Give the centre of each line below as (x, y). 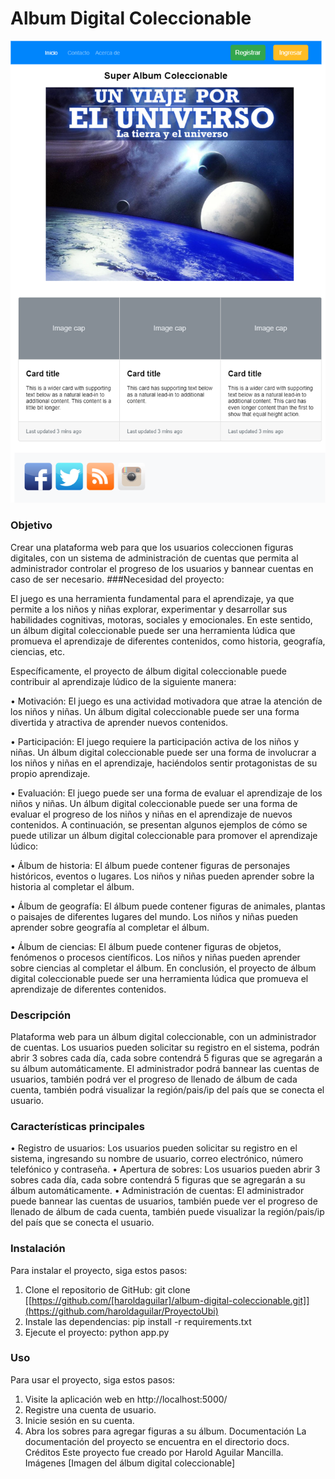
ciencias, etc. (38, 651)
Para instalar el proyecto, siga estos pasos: (99, 1270)
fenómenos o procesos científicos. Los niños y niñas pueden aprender (155, 957)
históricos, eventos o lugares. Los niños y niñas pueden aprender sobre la (162, 876)
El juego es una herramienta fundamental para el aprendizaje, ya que (152, 598)
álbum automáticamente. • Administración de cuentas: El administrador (157, 1191)
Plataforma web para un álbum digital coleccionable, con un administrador (163, 1036)
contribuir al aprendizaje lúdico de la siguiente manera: (123, 681)
